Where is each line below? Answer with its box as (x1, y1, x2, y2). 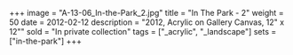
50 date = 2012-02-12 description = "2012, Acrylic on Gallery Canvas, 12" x (9, 17, 285, 27)
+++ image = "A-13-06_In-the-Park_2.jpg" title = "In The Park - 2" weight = (9, 8, 284, 18)
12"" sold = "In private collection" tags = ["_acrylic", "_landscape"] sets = (9, 27, 277, 36)
